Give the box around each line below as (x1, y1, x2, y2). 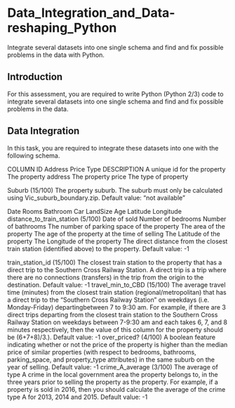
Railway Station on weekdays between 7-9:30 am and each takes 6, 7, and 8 (7, 318, 228, 326)
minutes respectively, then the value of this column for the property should (7, 325, 223, 333)
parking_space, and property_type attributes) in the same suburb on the (7, 355, 215, 364)
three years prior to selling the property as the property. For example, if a (7, 378, 219, 386)
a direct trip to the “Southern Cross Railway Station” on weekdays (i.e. (7, 295, 210, 304)
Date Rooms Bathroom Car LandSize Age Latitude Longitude (7, 207, 182, 215)
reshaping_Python (7, 20, 117, 36)
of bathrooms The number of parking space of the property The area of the (7, 222, 226, 230)
